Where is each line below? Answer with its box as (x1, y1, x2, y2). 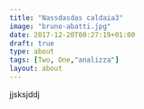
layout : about (9, 64, 63, 74)
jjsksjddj (9, 88, 41, 100)
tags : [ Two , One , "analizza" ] (9, 55, 120, 64)
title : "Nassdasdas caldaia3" (9, 13, 124, 23)
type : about (9, 47, 54, 56)
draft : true (9, 38, 54, 48)
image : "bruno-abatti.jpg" (9, 22, 111, 31)
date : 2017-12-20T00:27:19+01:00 (9, 30, 136, 39)
